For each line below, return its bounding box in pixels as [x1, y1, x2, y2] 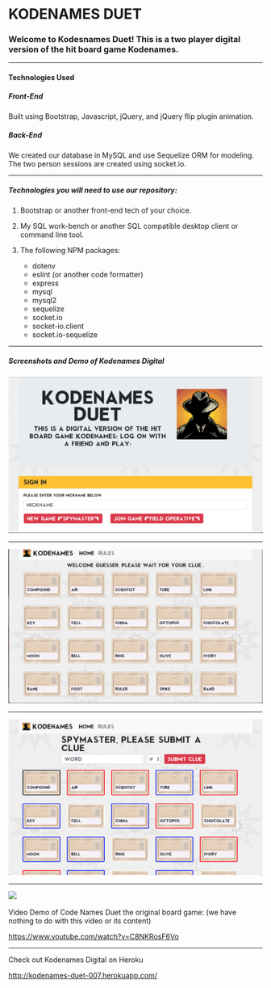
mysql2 [31, 295, 57, 305]
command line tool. [19, 230, 85, 239]
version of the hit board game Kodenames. [8, 44, 179, 55]
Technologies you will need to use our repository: [8, 185, 177, 195]
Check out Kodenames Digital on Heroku [8, 955, 144, 965]
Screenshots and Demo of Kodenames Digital [8, 356, 165, 365]
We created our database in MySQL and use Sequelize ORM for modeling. [8, 150, 254, 160]
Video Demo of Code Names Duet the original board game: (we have [8, 907, 237, 917]
